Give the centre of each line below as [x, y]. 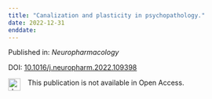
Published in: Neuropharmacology [64, 53]
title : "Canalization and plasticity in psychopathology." [107, 15]
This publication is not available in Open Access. [106, 82]
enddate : [22, 30]
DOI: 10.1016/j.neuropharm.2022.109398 [73, 68]
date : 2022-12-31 [37, 23]
